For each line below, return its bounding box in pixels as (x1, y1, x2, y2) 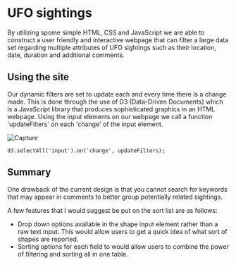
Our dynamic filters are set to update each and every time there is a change (7, 90, 227, 98)
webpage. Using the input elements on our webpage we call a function (7, 112, 213, 121)
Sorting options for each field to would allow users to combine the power (17, 242, 229, 251)
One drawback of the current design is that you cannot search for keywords (7, 185, 228, 193)
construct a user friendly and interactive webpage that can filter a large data (7, 35, 229, 44)
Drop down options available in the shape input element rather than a (17, 220, 218, 228)
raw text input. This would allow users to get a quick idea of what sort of (17, 227, 228, 235)
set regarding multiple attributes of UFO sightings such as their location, (7, 43, 217, 51)
